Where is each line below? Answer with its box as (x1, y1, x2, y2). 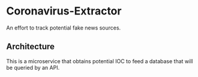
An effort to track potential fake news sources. (6, 24, 121, 31)
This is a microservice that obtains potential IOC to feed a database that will (6, 57, 193, 64)
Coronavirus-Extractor (6, 4, 122, 18)
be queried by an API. (6, 64, 60, 71)
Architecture (6, 42, 55, 52)
